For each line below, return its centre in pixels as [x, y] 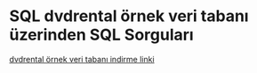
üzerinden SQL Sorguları [101, 35]
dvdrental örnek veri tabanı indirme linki [82, 59]
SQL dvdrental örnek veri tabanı [129, 16]
